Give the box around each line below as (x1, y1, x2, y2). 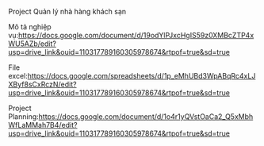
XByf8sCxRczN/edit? (8, 79, 77, 89)
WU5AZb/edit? (8, 39, 57, 48)
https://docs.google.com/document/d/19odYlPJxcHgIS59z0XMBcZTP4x (18, 31, 254, 40)
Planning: (8, 112, 40, 121)
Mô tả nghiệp (8, 22, 52, 31)
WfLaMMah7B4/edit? (8, 121, 78, 129)
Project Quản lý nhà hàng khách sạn (8, 7, 127, 16)
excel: (8, 71, 28, 80)
